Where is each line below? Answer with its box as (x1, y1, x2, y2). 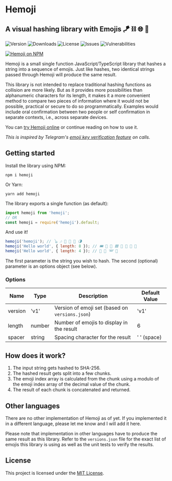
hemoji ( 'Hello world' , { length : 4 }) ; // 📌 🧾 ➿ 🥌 (5, 249, 118, 254)
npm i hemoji (5, 172, 33, 177)
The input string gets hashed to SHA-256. (12, 365, 101, 371)
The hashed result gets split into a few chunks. (12, 370, 112, 376)
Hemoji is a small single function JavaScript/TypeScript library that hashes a (5, 61, 166, 67)
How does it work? (5, 351, 66, 360)
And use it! (5, 229, 28, 235)
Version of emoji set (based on (54, 304, 128, 311)
